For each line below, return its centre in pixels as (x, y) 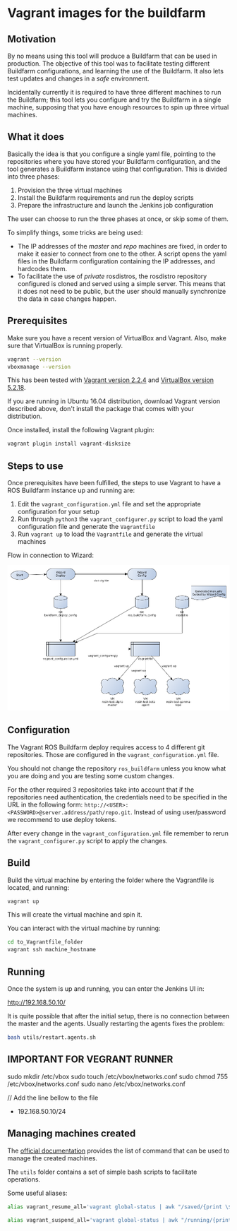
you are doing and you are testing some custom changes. (91, 775)
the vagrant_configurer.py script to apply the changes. (87, 840)
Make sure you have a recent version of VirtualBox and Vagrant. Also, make (117, 338)
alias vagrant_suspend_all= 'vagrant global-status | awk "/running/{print (120, 1220)
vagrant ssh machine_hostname (52, 950)
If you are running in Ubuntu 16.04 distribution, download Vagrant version (114, 401)
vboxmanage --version (39, 367)
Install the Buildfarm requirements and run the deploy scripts (105, 197)
